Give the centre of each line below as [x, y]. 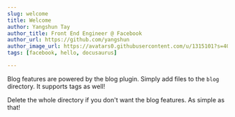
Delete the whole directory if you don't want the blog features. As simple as [116, 99]
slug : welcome [28, 14]
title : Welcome [29, 20]
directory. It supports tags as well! [56, 86]
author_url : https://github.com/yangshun [69, 40]
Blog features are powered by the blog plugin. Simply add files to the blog [113, 78]
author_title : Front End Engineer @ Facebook [74, 33]
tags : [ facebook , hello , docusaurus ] [62, 53]
